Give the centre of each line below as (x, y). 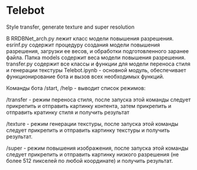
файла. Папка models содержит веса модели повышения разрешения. (96, 57)
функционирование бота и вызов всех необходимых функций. (85, 76)
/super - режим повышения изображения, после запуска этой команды (97, 148)
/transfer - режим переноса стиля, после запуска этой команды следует (98, 100)
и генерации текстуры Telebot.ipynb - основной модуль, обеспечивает (96, 70)
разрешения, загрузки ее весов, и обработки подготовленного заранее (98, 51)
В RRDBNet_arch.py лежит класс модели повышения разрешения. (90, 38)
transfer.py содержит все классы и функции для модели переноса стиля (98, 64)
